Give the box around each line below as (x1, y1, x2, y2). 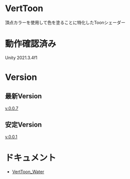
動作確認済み (5, 38, 57, 49)
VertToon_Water (12, 168, 45, 175)
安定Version (5, 121, 42, 129)
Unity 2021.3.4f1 (5, 54, 38, 61)
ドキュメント (5, 152, 57, 163)
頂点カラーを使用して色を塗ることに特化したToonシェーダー (5, 19, 126, 25)
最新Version (5, 92, 42, 100)
